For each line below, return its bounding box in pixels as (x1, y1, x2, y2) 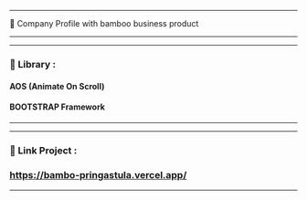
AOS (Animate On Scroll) (9, 80, 105, 91)
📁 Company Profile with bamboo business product (9, 18, 199, 28)
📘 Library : (9, 58, 57, 70)
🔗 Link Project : (9, 143, 78, 156)
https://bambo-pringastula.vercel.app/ (9, 168, 187, 181)
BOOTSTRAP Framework (9, 101, 105, 112)
